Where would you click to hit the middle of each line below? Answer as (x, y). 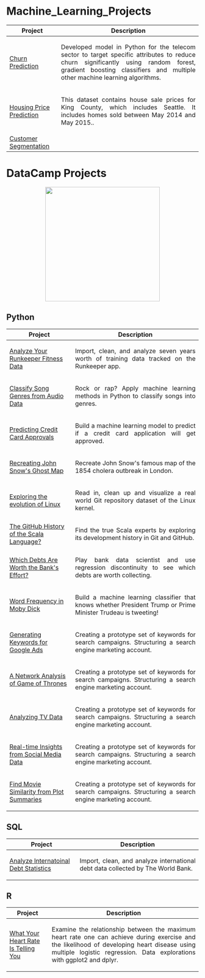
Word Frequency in (37, 601)
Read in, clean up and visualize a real (135, 492)
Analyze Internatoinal (40, 860)
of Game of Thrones (38, 683)
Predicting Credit (34, 430)
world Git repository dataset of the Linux (135, 500)
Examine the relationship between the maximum (124, 930)
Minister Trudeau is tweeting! (117, 613)
